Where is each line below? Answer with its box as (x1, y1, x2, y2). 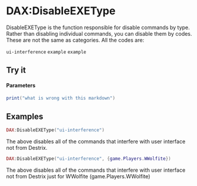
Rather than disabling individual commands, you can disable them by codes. (6, 30, 192, 37)
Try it (6, 65, 26, 75)
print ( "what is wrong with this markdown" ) (6, 95, 116, 101)
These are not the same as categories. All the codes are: (6, 36, 144, 43)
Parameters (6, 81, 36, 89)
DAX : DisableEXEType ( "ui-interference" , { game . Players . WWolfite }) (6, 156, 171, 162)
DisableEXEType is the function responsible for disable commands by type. (6, 24, 190, 31)
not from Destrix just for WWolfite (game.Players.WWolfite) (6, 172, 151, 179)
